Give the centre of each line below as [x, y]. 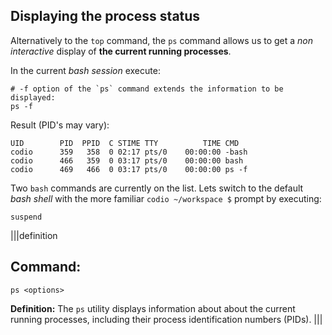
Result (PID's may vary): [60, 125]
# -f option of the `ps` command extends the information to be [147, 89]
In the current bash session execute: [85, 70]
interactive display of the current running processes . [121, 51]
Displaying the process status [105, 16]
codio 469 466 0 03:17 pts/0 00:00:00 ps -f [129, 169]
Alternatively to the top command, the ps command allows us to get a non [162, 40]
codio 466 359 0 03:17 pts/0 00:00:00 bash [127, 160]
